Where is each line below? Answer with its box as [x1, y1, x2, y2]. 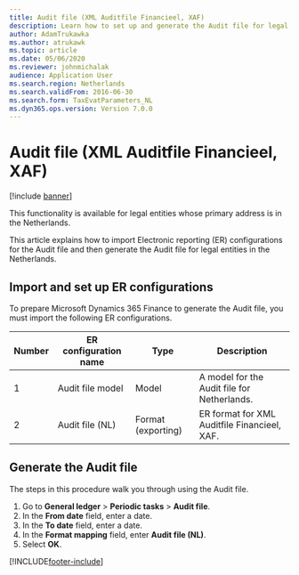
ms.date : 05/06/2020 [9, 54, 86, 63]
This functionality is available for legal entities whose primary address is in [9, 208, 282, 219]
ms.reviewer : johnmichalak [9, 63, 109, 72]
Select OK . [21, 539, 62, 549]
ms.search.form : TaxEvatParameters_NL [9, 95, 153, 105]
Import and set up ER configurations [9, 279, 214, 295]
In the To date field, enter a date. [21, 520, 142, 530]
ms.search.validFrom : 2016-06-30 [9, 87, 133, 96]
